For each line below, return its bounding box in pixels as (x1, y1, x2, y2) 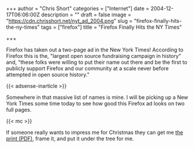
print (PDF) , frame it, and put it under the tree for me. (6, 135, 134, 142)
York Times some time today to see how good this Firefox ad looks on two (6, 100, 185, 107)
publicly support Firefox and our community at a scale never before (6, 65, 169, 72)
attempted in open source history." (6, 71, 90, 78)
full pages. (6, 106, 32, 113)
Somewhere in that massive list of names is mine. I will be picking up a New (6, 94, 189, 101)
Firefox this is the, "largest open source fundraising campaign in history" (6, 53, 182, 59)
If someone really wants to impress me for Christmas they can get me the (6, 129, 183, 136)
